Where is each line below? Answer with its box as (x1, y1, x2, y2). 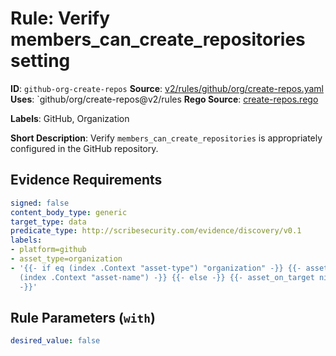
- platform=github (10, 245, 87, 255)
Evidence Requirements (10, 172, 163, 189)
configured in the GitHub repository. (10, 142, 159, 154)
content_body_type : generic (10, 207, 128, 217)
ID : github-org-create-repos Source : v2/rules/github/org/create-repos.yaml (10, 82, 324, 94)
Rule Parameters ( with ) (10, 309, 156, 326)
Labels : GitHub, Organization (10, 112, 130, 124)
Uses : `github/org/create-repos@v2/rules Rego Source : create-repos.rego (10, 93, 319, 105)
